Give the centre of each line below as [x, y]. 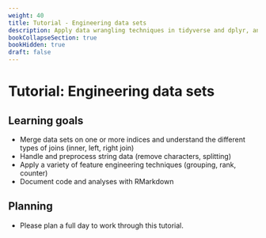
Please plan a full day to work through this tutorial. [102, 225]
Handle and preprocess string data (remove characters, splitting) [125, 156]
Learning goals [46, 121]
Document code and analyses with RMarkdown [97, 181]
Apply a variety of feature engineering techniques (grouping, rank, [128, 164]
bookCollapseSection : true [53, 38]
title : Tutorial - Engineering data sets [78, 23]
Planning [30, 206]
